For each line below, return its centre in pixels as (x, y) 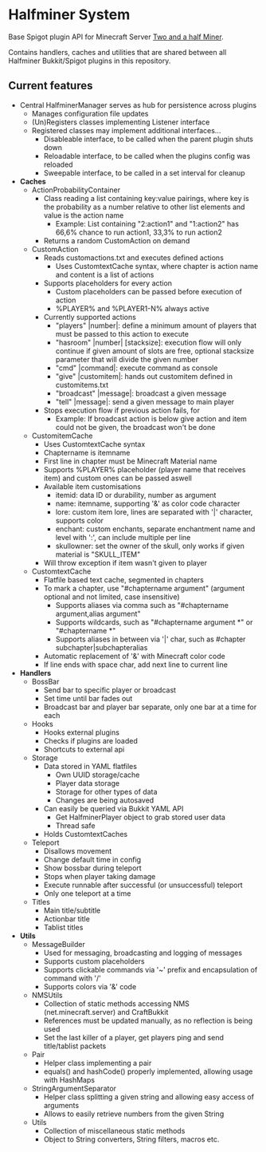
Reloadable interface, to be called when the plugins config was (147, 156)
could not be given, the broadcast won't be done (135, 427)
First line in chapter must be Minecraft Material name (130, 461)
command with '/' (72, 978)
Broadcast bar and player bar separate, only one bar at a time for (150, 707)
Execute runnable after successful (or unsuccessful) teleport (143, 885)
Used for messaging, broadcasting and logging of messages (143, 953)
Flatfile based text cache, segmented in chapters (124, 579)
